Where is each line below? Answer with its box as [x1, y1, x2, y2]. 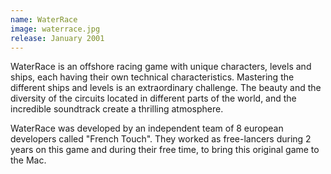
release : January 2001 [10, 33, 105, 43]
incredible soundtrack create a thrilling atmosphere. [10, 103, 224, 115]
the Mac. [10, 154, 47, 166]
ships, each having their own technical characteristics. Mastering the [10, 71, 295, 83]
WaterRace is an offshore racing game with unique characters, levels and [10, 61, 312, 73]
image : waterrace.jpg [10, 24, 101, 34]
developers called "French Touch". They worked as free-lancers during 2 [10, 133, 312, 145]
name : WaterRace [10, 14, 78, 25]
